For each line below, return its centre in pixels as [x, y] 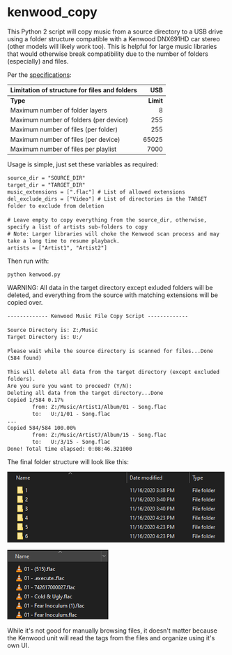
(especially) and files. [38, 61]
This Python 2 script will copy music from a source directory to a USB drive [115, 31]
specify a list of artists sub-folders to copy [78, 227]
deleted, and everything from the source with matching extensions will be [113, 295]
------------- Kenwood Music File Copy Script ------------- [98, 316]
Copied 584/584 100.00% [42, 428]
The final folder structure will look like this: [68, 462]
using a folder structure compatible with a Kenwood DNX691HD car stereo [114, 38]
